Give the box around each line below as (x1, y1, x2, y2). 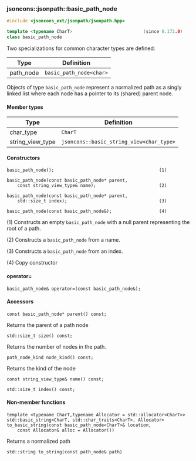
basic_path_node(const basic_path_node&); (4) (6, 208, 167, 215)
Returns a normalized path (6, 437, 71, 445)
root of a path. (6, 225, 42, 232)
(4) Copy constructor (6, 259, 58, 266)
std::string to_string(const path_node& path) (6, 449, 123, 455)
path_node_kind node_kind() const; (6, 355, 94, 360)
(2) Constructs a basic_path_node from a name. (6, 236, 121, 243)
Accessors (6, 298, 34, 305)
